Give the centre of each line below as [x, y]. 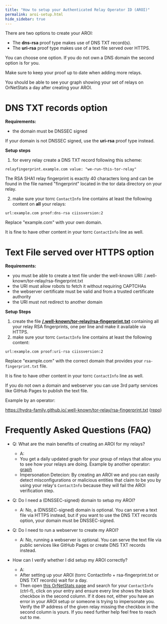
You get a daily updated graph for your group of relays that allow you [90, 459]
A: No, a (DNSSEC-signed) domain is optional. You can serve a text [88, 510]
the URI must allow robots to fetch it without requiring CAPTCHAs [79, 286]
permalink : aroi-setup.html [34, 14]
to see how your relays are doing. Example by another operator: [85, 464]
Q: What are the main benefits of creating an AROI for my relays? [79, 444]
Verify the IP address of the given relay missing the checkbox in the [89, 607]
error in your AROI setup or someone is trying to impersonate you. [87, 602]
